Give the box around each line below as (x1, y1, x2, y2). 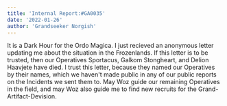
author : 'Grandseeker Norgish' (7, 23, 97, 29)
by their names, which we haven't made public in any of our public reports (7, 70, 217, 79)
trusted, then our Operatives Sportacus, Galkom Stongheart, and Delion (7, 56, 209, 64)
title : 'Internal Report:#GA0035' (7, 10, 106, 17)
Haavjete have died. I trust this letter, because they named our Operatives (7, 63, 215, 72)
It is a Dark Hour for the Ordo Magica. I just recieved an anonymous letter (7, 42, 214, 50)
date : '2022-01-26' (7, 16, 63, 23)
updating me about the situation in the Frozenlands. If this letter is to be (7, 49, 208, 57)
